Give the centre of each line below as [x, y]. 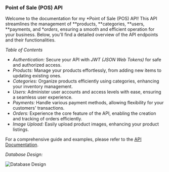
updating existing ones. [37, 76]
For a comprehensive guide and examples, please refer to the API [73, 139]
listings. [21, 130]
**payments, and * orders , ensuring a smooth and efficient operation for [80, 29]
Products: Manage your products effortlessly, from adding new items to [87, 70]
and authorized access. [37, 65]
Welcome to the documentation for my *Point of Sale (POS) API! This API [81, 19]
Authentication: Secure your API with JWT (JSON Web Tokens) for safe [87, 60]
